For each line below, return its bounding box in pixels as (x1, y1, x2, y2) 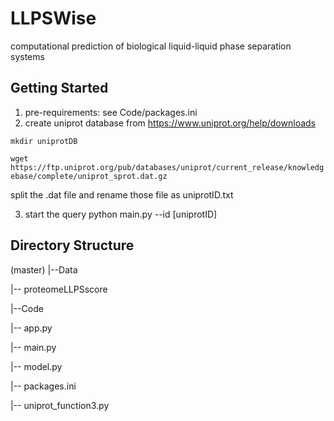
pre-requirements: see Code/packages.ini (24, 106, 198, 118)
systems (10, 50, 45, 62)
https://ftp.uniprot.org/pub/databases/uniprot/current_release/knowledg (10, 162, 325, 172)
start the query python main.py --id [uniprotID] (24, 208, 218, 220)
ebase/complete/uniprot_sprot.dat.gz (10, 171, 168, 181)
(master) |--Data (10, 263, 78, 276)
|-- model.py (10, 360, 63, 372)
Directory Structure (10, 237, 135, 254)
